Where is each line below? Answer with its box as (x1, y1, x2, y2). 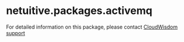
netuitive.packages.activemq (6, 4, 152, 17)
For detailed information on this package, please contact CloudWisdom (6, 23, 178, 30)
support (6, 29, 25, 36)
